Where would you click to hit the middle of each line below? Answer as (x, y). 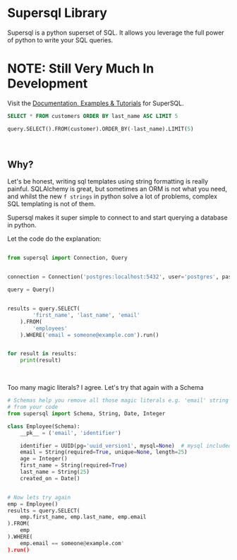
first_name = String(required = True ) (74, 465)
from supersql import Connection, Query (68, 258)
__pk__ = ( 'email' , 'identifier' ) (71, 433)
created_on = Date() (50, 478)
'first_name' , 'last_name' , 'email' (86, 315)
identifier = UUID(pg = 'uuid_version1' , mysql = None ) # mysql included (126, 446)
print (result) (41, 361)
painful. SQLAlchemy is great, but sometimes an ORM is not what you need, (117, 189)
